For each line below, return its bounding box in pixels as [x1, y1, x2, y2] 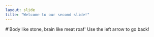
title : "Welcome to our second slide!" [5, 12, 90, 17]
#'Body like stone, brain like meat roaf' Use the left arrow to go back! [5, 26, 149, 32]
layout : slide [5, 7, 36, 13]
